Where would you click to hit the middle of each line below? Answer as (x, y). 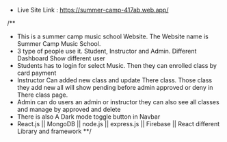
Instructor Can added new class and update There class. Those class (115, 80)
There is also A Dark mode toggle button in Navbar (89, 117)
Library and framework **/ (54, 131)
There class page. (42, 95)
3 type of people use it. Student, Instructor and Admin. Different (107, 51)
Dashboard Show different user (61, 58)
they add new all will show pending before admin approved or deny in (115, 87)
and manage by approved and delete (69, 109)
